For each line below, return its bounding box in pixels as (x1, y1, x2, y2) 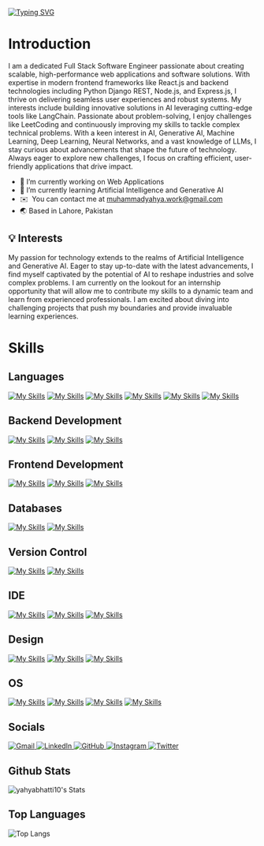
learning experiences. (8, 311, 79, 321)
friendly (8, 162, 34, 171)
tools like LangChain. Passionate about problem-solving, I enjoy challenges (8, 111, 252, 121)
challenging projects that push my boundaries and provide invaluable (8, 303, 232, 312)
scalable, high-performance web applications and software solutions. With (8, 69, 251, 79)
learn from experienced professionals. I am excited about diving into (8, 294, 230, 304)
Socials (8, 720, 46, 733)
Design (8, 633, 44, 647)
